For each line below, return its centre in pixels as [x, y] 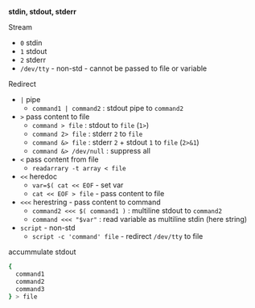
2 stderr [33, 60]
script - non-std [47, 228]
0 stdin [31, 43]
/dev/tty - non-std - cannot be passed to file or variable [113, 68]
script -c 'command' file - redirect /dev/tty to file [117, 236]
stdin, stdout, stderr [42, 12]
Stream [21, 27]
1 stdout [33, 51]
